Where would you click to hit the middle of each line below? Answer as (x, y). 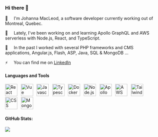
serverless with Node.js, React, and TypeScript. (53, 38)
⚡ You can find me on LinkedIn (38, 62)
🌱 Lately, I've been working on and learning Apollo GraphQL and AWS (77, 33)
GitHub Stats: (19, 118)
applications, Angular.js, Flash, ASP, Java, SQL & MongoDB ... (67, 53)
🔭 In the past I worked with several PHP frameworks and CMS (69, 48)
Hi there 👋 (17, 8)
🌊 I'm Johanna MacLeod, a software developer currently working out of (79, 19)
